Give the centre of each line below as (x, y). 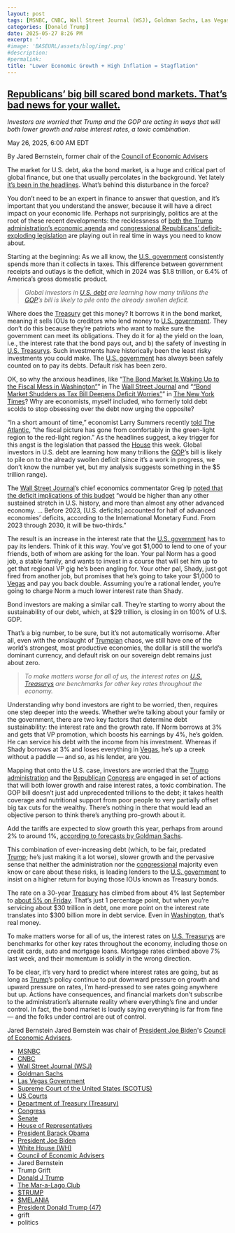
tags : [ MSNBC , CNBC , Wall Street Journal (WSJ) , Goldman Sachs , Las (109, 20)
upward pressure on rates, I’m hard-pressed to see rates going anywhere (113, 987)
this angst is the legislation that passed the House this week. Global (105, 445)
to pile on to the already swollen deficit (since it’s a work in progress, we (111, 460)
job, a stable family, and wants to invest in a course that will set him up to (113, 562)
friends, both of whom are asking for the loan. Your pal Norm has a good (112, 554)
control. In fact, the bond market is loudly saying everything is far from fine (115, 1010)
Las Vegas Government (51, 1081)
